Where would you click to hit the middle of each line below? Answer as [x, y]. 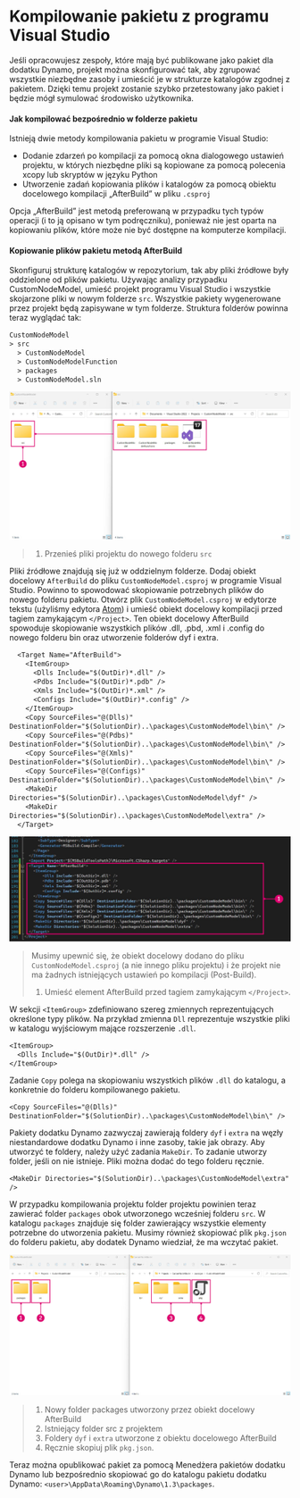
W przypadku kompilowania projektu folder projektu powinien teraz [133, 1204]
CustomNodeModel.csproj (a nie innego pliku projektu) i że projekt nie [156, 966]
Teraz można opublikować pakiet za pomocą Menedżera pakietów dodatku [147, 1465]
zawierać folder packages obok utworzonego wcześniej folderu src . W [137, 1214]
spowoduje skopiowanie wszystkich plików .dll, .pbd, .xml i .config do [137, 628]
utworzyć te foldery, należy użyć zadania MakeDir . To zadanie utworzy [138, 1152]
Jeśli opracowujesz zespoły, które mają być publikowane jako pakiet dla [142, 60]
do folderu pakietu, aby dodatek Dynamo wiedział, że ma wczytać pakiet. [144, 1243]
